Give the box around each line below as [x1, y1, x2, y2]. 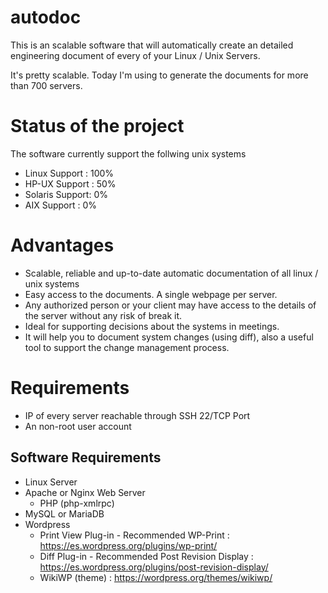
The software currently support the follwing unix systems [10, 147, 247, 160]
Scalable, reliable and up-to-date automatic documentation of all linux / [24, 267, 319, 279]
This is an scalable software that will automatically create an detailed [10, 39, 294, 51]
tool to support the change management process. [24, 341, 230, 353]
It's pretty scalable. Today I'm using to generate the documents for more [10, 69, 309, 81]
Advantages [10, 234, 115, 257]
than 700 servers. [10, 79, 83, 91]
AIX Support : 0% [24, 199, 98, 211]
